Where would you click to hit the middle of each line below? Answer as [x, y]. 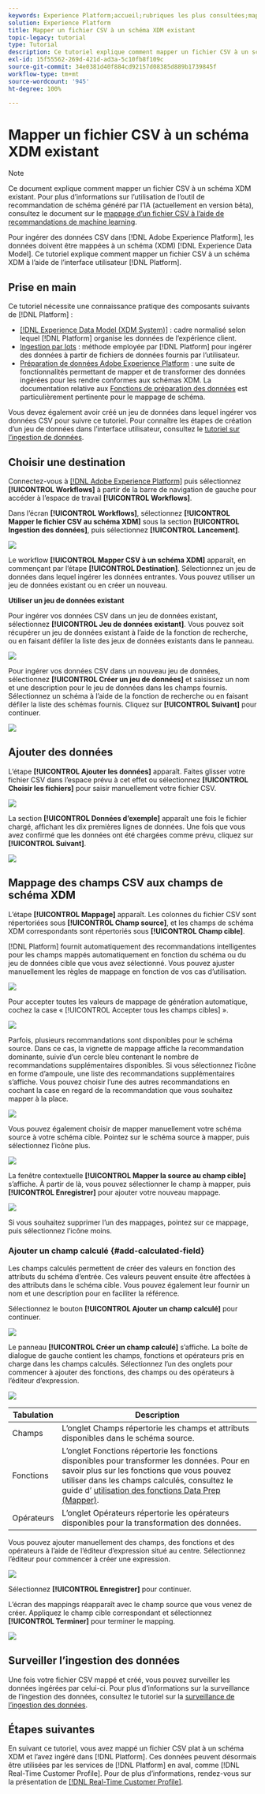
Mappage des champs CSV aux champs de [116, 883]
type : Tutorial [33, 45]
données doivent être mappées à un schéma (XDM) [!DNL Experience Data [130, 246]
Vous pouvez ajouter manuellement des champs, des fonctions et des [121, 1542]
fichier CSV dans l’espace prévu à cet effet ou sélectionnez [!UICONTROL [128, 780]
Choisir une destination [67, 462]
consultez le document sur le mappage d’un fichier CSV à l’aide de [116, 214]
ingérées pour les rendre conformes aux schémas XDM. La [115, 380]
